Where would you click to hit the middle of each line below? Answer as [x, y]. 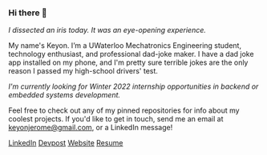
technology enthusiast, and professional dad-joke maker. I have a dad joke [131, 54]
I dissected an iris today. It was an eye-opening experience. [107, 30]
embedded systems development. [65, 95]
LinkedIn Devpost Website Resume [66, 143]
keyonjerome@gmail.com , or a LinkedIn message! [91, 128]
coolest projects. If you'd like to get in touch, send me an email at [116, 119]
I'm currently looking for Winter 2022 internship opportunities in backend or [133, 86]
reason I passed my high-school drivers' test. [83, 71]
